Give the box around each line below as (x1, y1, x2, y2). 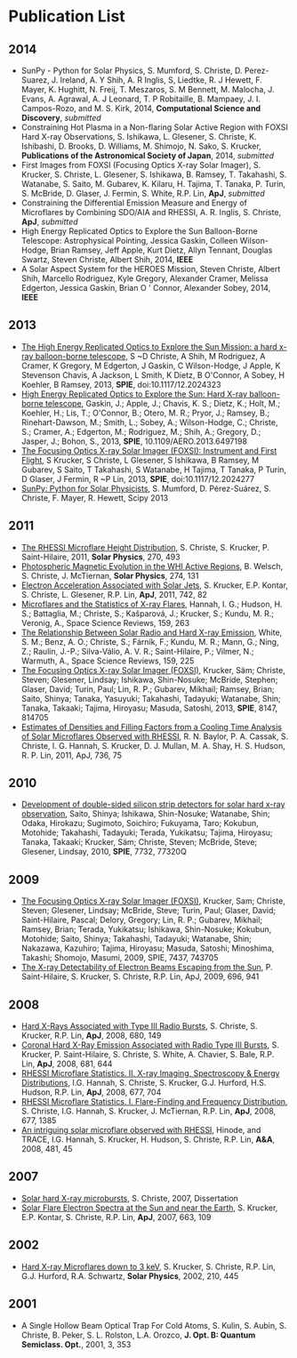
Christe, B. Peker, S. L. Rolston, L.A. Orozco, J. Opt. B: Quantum (20, 1330, 256, 1340)
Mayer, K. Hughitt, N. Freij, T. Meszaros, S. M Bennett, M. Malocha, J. (20, 84, 275, 94)
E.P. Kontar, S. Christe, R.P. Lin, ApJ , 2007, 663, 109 (20, 1211, 212, 1222)
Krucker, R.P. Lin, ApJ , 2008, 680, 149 (20, 1030, 162, 1041)
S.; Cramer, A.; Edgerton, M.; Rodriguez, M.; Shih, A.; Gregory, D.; (20, 426, 261, 437)
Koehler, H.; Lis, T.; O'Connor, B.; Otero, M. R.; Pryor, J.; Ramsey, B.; (20, 407, 270, 418)
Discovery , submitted (20, 113, 101, 123)
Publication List (8, 6, 125, 27)
